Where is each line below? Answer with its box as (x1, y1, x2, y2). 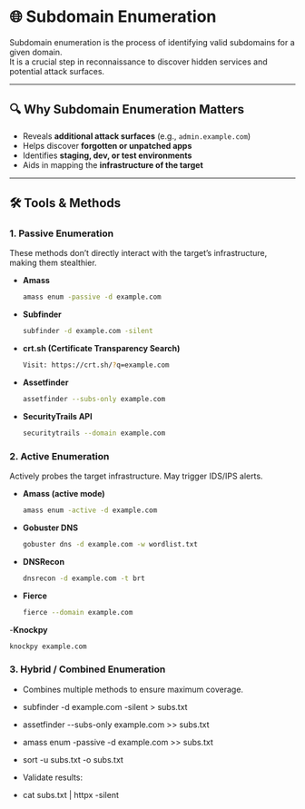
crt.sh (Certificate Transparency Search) (22, 343, 181, 354)
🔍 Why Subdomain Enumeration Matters (9, 102, 245, 117)
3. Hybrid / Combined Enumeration (9, 663, 166, 676)
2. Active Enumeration (9, 449, 110, 462)
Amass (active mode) (22, 488, 106, 499)
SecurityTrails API (22, 410, 93, 421)
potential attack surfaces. (9, 65, 105, 76)
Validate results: (22, 772, 84, 783)
